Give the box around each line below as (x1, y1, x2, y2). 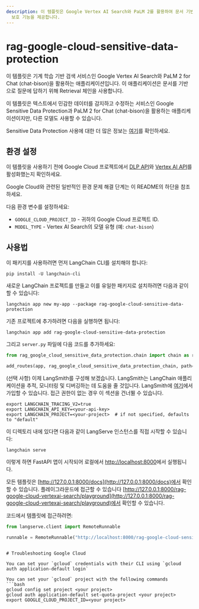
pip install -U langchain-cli (6, 271, 81, 277)
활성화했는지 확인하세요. (6, 171, 62, 178)
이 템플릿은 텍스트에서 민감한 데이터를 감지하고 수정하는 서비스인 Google (6, 100, 174, 107)
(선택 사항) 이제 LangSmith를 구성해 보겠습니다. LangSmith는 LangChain (6, 374, 176, 382)
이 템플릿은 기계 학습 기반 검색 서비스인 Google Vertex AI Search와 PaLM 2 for (6, 72, 191, 80)
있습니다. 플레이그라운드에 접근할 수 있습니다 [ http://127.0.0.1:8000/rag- (18, 485, 187, 492)
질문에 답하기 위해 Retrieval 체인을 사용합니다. (17, 87, 124, 95)
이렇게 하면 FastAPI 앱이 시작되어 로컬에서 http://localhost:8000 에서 (6, 458, 166, 465)
